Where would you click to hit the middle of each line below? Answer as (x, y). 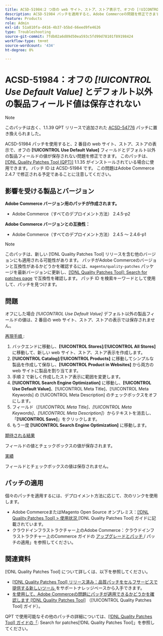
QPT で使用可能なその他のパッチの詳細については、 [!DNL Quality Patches (79, 616)
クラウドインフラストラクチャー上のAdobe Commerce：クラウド (77, 530)
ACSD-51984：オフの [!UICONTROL (78, 80)
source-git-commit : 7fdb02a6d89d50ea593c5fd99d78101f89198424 (69, 37)
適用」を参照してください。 (48, 542)
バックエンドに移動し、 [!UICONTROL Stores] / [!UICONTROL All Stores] (84, 346)
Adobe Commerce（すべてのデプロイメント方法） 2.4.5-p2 (71, 214)
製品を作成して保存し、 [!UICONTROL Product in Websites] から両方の (83, 365)
